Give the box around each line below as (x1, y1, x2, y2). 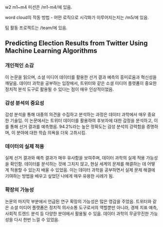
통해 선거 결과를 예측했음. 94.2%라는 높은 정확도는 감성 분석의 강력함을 (10, 123, 145, 130)
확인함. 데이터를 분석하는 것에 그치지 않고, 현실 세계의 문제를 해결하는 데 (10, 161, 146, 167)
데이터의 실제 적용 (5, 143, 45, 149)
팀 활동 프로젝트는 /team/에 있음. (5, 25, 68, 31)
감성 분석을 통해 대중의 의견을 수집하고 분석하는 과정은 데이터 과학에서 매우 (5, 111, 147, 117)
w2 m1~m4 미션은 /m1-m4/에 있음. (5, 4, 72, 10)
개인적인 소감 (5, 62, 34, 69)
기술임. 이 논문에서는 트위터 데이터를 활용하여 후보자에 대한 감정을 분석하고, (10, 117, 153, 123)
